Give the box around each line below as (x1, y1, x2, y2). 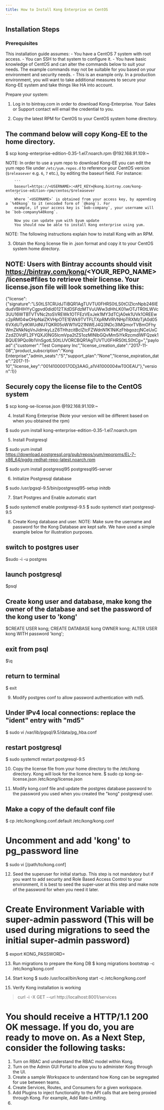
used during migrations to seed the (5, 924, 150, 936)
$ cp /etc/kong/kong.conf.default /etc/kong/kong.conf (5, 818, 114, 824)
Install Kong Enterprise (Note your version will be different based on (12, 412, 149, 418)
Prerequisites (5, 40, 38, 46)
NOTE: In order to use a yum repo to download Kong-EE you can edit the (5, 160, 151, 166)
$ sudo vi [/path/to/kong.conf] (5, 862, 66, 868)
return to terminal (5, 672, 60, 681)
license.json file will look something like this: (5, 283, 144, 291)
